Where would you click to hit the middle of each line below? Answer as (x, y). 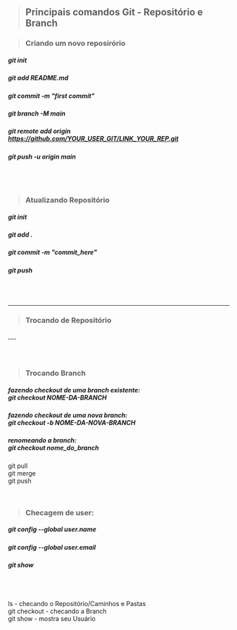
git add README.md (38, 78)
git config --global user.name (52, 529)
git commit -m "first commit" (51, 96)
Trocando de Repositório (68, 321)
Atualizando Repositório (67, 200)
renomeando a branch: (42, 440)
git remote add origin (39, 131)
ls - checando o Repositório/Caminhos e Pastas (77, 604)
